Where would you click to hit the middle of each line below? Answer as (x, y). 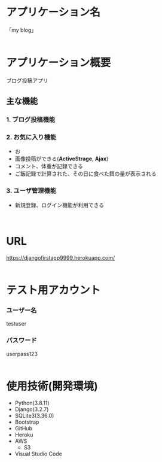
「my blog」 (22, 30)
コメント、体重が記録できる (49, 166)
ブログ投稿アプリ (27, 80)
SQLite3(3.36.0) (34, 416)
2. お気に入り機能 (31, 137)
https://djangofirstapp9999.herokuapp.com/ (61, 257)
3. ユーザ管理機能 (31, 191)
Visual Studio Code (39, 454)
